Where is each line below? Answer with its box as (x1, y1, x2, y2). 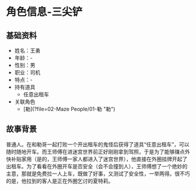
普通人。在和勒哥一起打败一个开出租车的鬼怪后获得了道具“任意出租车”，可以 (6, 141, 190, 148)
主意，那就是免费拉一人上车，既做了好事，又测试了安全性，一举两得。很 (6, 170, 180, 177)
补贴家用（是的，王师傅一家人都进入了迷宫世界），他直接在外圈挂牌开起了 (10, 156, 188, 163)
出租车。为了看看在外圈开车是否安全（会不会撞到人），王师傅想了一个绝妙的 (6, 163, 188, 170)
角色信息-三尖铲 (6, 5, 83, 19)
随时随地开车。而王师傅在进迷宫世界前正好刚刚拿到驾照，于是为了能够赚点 (6, 148, 185, 155)
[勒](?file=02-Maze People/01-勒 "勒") (23, 106, 116, 112)
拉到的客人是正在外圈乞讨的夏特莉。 (26, 177, 114, 184)
